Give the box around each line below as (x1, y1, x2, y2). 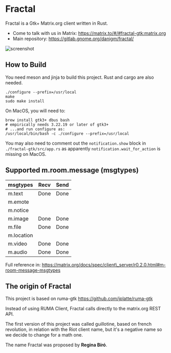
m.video (8, 240, 27, 247)
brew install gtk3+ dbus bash (5, 117, 70, 122)
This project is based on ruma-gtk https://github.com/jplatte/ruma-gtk (5, 295, 153, 302)
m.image (8, 215, 29, 222)
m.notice (8, 206, 29, 214)
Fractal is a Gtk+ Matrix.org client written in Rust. (5, 20, 109, 26)
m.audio (8, 248, 28, 255)
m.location (8, 232, 33, 239)
